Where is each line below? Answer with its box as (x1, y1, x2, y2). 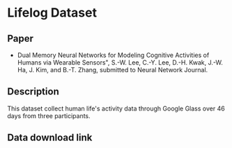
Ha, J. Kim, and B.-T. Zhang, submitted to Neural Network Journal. (17, 66, 208, 74)
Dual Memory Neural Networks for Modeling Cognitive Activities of (17, 51, 210, 59)
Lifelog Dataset (7, 5, 98, 21)
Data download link (7, 132, 93, 144)
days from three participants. (7, 111, 91, 120)
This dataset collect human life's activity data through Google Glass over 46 (7, 104, 225, 113)
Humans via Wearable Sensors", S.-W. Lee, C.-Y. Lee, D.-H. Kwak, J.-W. (17, 58, 223, 67)
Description (7, 85, 59, 98)
